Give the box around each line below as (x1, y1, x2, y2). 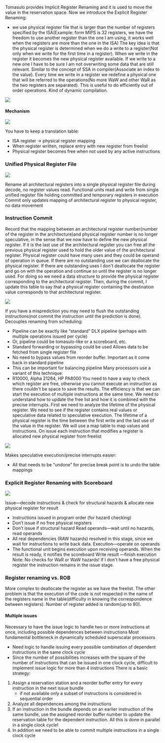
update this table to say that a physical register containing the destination (5, 284, 154, 290)
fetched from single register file (12, 349, 76, 355)
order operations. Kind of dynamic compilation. (12, 88, 108, 93)
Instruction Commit (5, 215, 53, 222)
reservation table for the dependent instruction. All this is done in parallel (12, 716, 160, 722)
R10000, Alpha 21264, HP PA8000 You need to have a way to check (12, 375, 150, 381)
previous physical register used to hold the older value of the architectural (5, 247, 155, 253)
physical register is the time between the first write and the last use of (12, 417, 154, 423)
